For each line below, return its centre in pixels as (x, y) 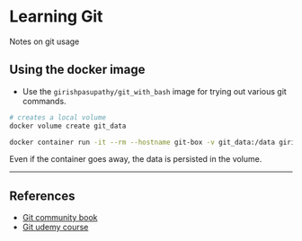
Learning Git (56, 17)
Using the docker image (77, 70)
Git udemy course (55, 228)
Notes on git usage (44, 41)
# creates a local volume (58, 117)
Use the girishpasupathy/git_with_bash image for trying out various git (155, 91)
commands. (44, 101)
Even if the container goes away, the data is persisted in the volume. (136, 159)
